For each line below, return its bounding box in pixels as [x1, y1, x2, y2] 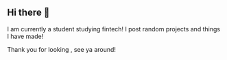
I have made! [7, 32, 44, 40]
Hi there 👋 [7, 7, 50, 18]
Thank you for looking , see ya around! [7, 45, 117, 53]
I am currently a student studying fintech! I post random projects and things [7, 25, 221, 33]
